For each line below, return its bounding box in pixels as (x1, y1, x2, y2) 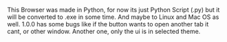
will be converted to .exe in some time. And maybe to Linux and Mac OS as (7, 13, 219, 21)
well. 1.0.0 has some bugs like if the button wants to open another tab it (7, 20, 209, 28)
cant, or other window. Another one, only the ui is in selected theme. (7, 27, 201, 35)
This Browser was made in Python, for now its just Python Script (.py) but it (7, 6, 220, 14)
